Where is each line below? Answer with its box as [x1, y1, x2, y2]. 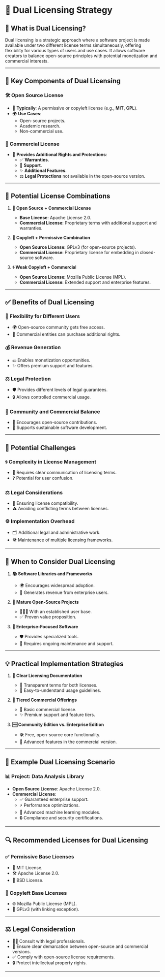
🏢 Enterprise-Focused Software [12, 624, 79, 630]
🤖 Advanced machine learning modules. [19, 809, 101, 815]
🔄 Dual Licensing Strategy [5, 4, 113, 16]
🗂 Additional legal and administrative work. [12, 529, 101, 535]
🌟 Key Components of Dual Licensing [5, 77, 121, 85]
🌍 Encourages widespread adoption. [19, 583, 95, 588]
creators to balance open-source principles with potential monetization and [5, 53, 158, 59]
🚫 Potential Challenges [5, 443, 76, 452]
